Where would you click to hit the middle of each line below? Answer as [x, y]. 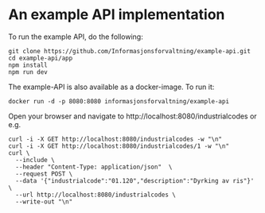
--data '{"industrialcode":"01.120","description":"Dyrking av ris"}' [135, 180]
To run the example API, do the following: [76, 37]
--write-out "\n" [44, 201]
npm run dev [28, 72]
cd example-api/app [41, 58]
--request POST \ [44, 174]
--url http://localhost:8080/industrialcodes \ [96, 195]
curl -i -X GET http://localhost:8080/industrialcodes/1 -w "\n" [119, 146]
